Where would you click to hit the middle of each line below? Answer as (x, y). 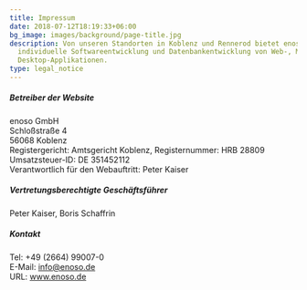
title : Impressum (42, 18)
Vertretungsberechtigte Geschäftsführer (89, 190)
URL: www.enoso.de (48, 276)
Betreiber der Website (52, 98)
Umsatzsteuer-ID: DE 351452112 (70, 160)
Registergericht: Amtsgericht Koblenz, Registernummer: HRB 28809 (137, 150)
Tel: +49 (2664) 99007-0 (57, 257)
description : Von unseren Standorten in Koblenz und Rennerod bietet (145, 43)
